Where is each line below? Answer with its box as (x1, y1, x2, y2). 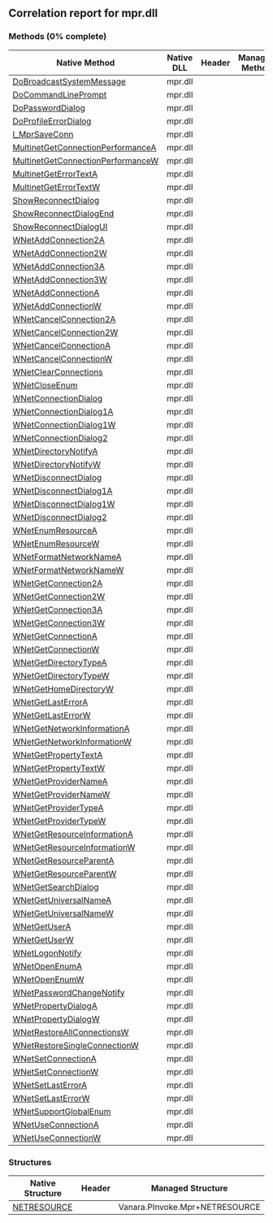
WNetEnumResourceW (12, 538, 100, 549)
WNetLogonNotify (12, 947, 82, 958)
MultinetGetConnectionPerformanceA (12, 141, 157, 153)
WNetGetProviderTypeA (12, 802, 104, 813)
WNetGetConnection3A (12, 604, 103, 615)
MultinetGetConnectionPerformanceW (12, 154, 159, 166)
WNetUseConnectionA (12, 1119, 99, 1130)
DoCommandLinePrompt (12, 89, 107, 100)
